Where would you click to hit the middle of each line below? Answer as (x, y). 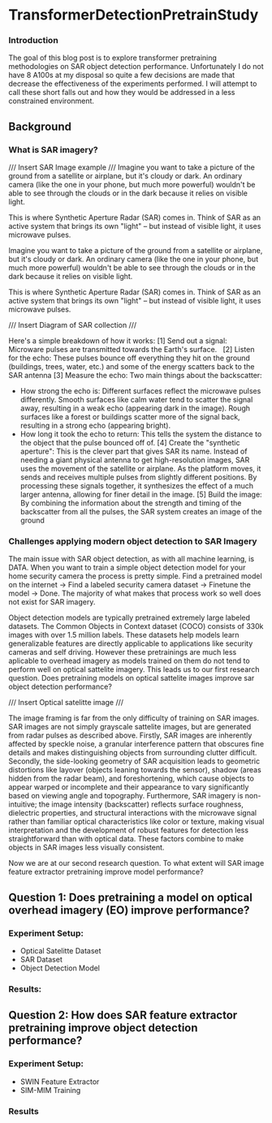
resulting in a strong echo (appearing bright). (95, 426)
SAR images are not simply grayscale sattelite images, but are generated (130, 727)
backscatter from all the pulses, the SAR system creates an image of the (141, 512)
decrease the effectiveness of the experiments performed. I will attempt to (133, 84)
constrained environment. (52, 101)
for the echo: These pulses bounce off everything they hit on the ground (129, 358)
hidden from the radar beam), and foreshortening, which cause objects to (131, 779)
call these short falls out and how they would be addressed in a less (122, 93)
